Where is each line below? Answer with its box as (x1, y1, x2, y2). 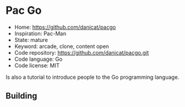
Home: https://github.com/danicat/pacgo (14, 23, 117, 31)
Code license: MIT (14, 61, 60, 69)
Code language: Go (14, 55, 62, 63)
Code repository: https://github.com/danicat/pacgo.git (14, 49, 150, 56)
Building (5, 91, 37, 101)
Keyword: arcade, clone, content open (14, 43, 109, 50)
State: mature (14, 36, 49, 43)
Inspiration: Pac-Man (14, 29, 67, 37)
